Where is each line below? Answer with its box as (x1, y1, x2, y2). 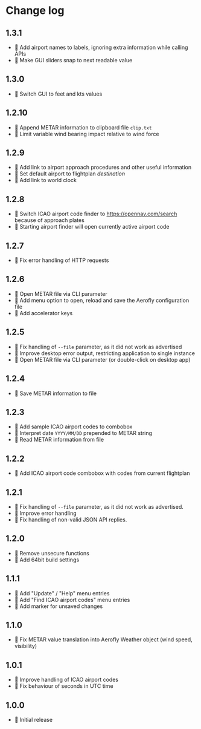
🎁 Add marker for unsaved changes (14, 603, 103, 610)
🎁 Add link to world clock (14, 177, 77, 184)
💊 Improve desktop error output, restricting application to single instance (14, 349, 196, 357)
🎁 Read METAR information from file (14, 436, 104, 443)
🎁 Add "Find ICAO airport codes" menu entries (14, 596, 130, 603)
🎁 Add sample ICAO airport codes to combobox (14, 423, 133, 430)
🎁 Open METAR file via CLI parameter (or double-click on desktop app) (14, 356, 191, 363)
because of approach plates (14, 217, 85, 224)
